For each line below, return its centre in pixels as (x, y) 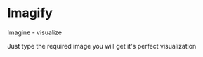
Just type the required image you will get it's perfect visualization (102, 46)
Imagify (30, 13)
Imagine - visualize (34, 32)
